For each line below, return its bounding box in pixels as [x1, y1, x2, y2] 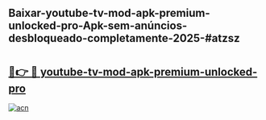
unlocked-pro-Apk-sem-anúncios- [8, 19, 188, 33]
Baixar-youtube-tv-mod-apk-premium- [8, 6, 211, 20]
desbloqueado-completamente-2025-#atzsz [8, 31, 240, 45]
